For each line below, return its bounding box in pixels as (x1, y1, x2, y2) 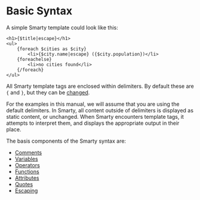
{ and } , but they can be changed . (6, 88, 90, 96)
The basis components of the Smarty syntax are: (6, 137, 127, 144)
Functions (14, 168, 40, 175)
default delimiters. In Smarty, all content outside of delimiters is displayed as (6, 106, 194, 114)
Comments (14, 149, 42, 156)
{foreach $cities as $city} (17, 46, 87, 52)
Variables (14, 155, 38, 162)
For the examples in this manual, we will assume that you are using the (6, 100, 180, 107)
